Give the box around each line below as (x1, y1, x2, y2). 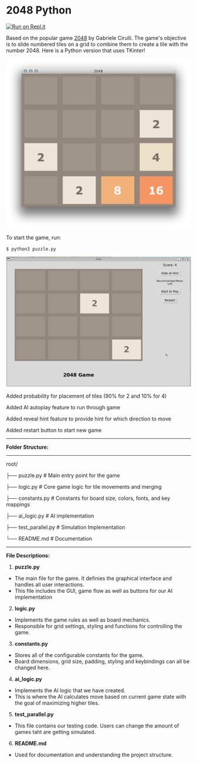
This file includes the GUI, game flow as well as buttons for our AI (14, 587, 173, 594)
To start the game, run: (6, 233, 62, 241)
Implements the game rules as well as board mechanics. (14, 616, 151, 623)
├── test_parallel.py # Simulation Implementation (6, 523, 125, 531)
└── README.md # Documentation (6, 535, 93, 542)
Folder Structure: (6, 443, 49, 451)
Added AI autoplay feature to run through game (6, 403, 120, 411)
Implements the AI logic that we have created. (14, 686, 126, 694)
